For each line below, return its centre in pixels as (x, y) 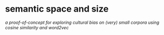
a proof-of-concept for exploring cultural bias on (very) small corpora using (82, 22)
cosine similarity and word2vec (37, 27)
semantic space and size (57, 9)
